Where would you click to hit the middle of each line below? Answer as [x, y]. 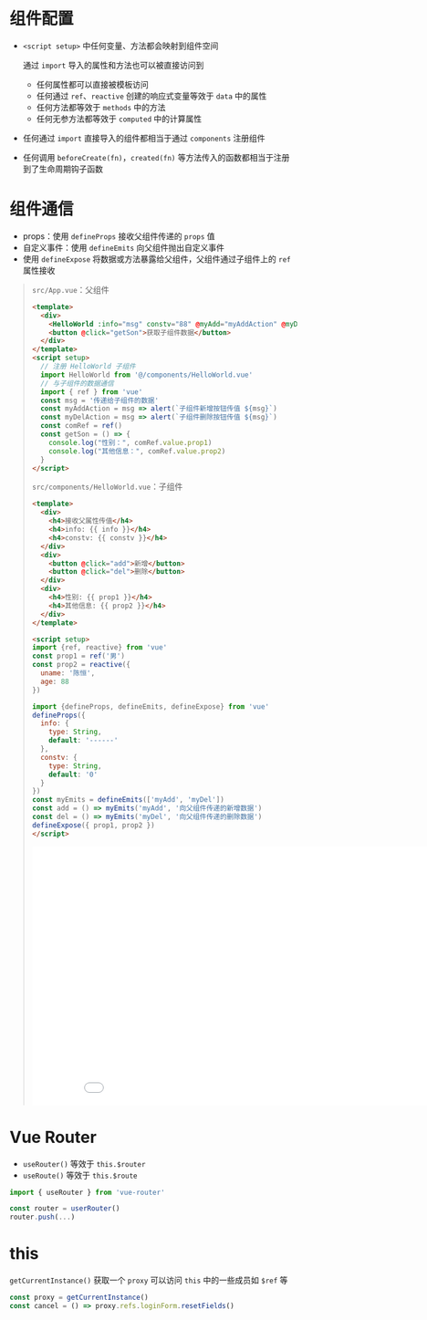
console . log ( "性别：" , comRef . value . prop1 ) [130, 442]
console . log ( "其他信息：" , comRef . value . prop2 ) [137, 451]
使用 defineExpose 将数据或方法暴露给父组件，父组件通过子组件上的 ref [156, 259]
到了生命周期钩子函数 [62, 169]
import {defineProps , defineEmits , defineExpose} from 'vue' [151, 707]
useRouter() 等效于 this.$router [84, 1163]
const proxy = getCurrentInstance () [79, 1298]
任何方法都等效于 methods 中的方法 [101, 107]
